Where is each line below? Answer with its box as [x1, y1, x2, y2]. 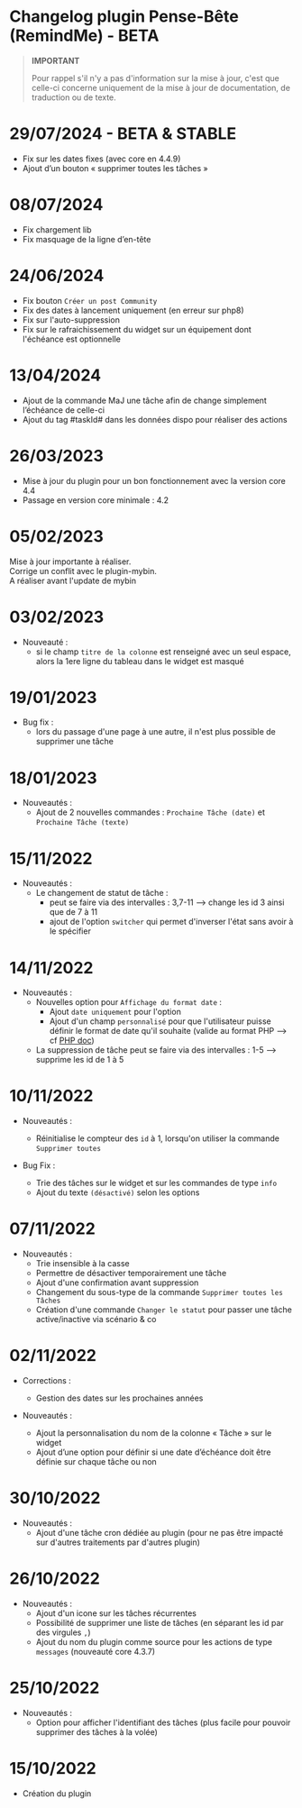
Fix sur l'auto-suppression [22, 314, 120, 325]
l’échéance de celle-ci [22, 404, 105, 415]
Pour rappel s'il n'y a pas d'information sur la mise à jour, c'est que [31, 72, 279, 83]
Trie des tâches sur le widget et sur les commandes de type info [35, 1178, 278, 1189]
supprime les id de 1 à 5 [35, 1055, 124, 1065]
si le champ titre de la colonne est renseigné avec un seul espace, [35, 646, 291, 657]
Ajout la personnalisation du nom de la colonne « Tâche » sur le [35, 1428, 272, 1438]
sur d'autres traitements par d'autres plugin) [35, 1537, 201, 1548]
